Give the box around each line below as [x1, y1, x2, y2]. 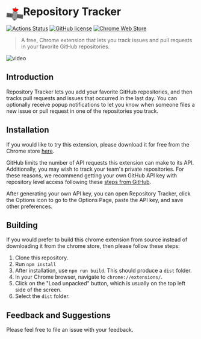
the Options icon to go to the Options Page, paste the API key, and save [6, 196, 184, 203]
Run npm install [14, 261, 57, 268]
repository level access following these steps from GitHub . [6, 178, 152, 185]
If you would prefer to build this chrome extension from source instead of [6, 236, 188, 243]
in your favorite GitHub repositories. [20, 43, 110, 50]
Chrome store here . [6, 147, 55, 154]
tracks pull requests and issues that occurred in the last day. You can [6, 94, 178, 101]
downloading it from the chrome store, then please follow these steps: [6, 242, 180, 250]
